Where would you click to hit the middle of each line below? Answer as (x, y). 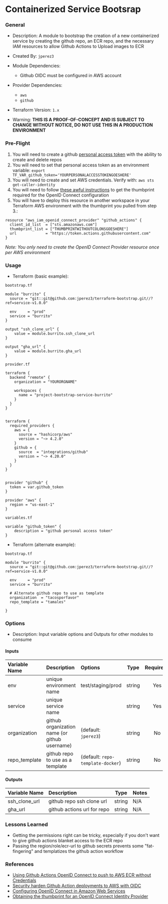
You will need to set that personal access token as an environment (80, 165)
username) (59, 745)
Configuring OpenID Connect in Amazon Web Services (69, 891)
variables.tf (19, 518)
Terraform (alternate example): (44, 545)
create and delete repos (37, 159)
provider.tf (17, 364)
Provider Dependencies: (37, 85)
